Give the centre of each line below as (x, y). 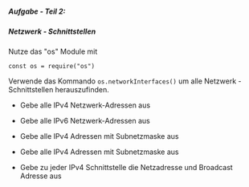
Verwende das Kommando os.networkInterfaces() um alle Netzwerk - (125, 81)
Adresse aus (41, 176)
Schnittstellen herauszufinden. (59, 90)
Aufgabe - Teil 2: (37, 11)
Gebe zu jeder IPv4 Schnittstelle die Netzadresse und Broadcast (126, 168)
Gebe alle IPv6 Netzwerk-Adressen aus (85, 121)
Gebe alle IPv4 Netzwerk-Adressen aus (85, 105)
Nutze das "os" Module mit (53, 51)
